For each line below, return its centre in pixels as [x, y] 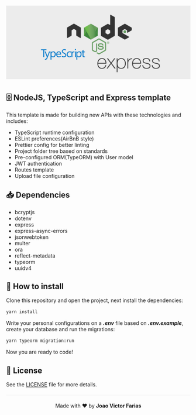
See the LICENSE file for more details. [52, 385]
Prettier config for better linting [52, 145]
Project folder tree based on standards [61, 151]
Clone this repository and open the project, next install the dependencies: [94, 300]
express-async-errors [41, 231]
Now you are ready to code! [39, 352]
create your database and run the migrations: [61, 330]
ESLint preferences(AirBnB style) [54, 138]
